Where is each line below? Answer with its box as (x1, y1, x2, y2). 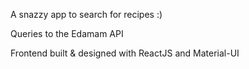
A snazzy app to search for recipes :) (10, 9, 163, 20)
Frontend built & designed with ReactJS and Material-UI (10, 47, 240, 59)
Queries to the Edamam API (10, 28, 124, 39)
